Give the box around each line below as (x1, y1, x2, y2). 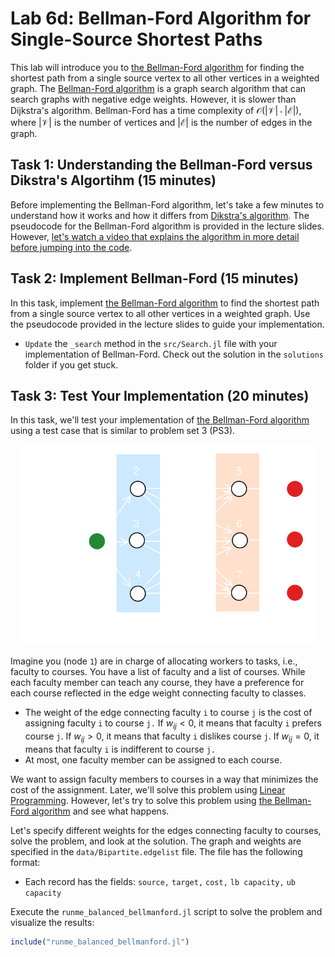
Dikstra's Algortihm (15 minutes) (10, 172, 217, 189)
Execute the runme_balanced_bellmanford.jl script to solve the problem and (10, 905, 323, 917)
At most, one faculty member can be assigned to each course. (24, 753, 283, 766)
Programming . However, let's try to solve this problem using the (10, 794, 273, 806)
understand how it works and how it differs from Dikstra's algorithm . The (10, 209, 310, 221)
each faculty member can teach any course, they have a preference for (10, 677, 305, 689)
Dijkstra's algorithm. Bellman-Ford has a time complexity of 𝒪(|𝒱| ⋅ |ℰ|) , (10, 104, 302, 116)
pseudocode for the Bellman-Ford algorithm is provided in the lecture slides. (10, 220, 325, 232)
